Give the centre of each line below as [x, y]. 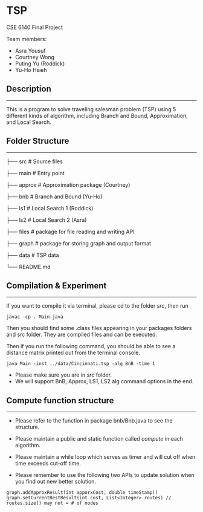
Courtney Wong [35, 57]
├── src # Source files [35, 161]
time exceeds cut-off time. [48, 464]
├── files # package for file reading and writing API [70, 232]
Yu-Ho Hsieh [31, 70]
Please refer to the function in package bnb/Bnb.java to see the [94, 421]
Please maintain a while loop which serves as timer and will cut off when [105, 457]
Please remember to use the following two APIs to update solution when [105, 475]
